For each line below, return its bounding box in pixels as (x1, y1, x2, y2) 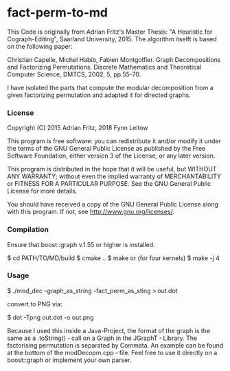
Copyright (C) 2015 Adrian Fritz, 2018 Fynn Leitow (7, 124, 149, 132)
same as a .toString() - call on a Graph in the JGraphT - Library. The (7, 334, 198, 342)
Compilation (7, 225, 49, 235)
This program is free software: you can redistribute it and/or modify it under (7, 137, 221, 145)
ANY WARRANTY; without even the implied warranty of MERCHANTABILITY (7, 172, 222, 180)
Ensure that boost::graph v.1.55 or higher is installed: (7, 240, 156, 248)
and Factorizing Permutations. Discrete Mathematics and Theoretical (7, 63, 202, 71)
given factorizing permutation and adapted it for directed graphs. (7, 91, 191, 99)
